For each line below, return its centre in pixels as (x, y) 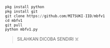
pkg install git (21, 11)
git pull (14, 25)
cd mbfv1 (14, 20)
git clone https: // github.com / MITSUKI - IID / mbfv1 (55, 16)
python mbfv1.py (21, 30)
